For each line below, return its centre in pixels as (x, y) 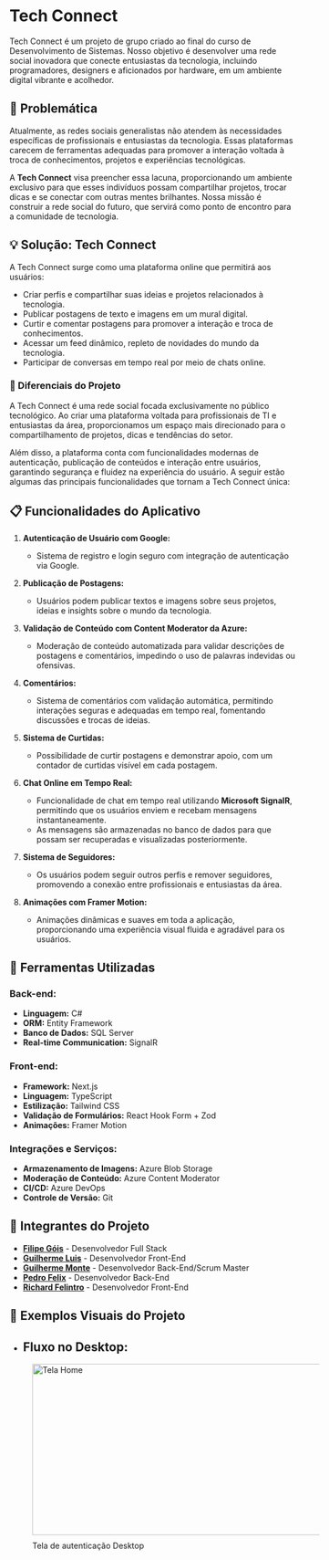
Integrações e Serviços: (63, 1148)
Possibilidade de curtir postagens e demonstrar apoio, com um (154, 755)
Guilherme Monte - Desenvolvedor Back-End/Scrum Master (136, 1267)
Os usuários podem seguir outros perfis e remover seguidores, (154, 874)
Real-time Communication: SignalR (90, 1042)
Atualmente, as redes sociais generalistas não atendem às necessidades (146, 131)
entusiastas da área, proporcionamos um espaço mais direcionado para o (148, 424)
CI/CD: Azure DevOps (64, 1188)
